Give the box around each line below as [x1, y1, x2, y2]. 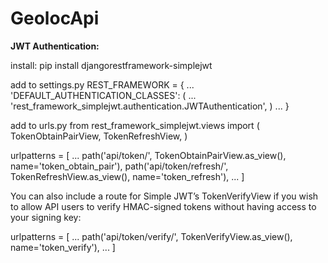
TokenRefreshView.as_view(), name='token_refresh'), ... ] [10, 170, 245, 182]
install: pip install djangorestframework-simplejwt [10, 59, 213, 71]
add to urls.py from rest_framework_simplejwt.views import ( [10, 119, 260, 131]
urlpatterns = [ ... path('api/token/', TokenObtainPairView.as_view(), [10, 149, 287, 161]
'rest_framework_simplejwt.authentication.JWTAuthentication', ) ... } [10, 100, 290, 112]
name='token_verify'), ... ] [10, 241, 116, 253]
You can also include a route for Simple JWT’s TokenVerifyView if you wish [10, 190, 319, 202]
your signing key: [10, 211, 82, 223]
